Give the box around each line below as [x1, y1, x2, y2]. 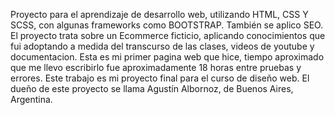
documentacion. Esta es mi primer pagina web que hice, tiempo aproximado [10, 51, 325, 63]
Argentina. [10, 94, 53, 105]
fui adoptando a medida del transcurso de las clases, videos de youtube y [10, 40, 315, 52]
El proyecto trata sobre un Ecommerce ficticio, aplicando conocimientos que [10, 30, 326, 41]
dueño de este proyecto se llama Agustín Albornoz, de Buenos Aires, [10, 83, 294, 94]
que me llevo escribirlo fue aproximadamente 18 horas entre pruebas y [10, 62, 302, 73]
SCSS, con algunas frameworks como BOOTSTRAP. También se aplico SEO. [10, 19, 324, 31]
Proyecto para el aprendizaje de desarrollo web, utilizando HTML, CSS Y [10, 9, 309, 20]
